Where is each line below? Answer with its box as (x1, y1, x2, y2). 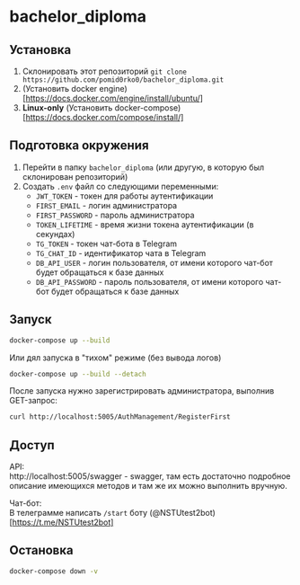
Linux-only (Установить (22, 102, 113, 113)
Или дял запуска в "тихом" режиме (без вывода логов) (9, 352, 222, 363)
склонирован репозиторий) (22, 171, 128, 182)
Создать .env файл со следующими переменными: (22, 181, 219, 191)
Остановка (9, 543, 74, 558)
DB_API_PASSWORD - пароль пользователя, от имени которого (35, 276, 264, 287)
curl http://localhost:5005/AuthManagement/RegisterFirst (9, 412, 231, 421)
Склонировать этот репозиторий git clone (22, 66, 187, 76)
